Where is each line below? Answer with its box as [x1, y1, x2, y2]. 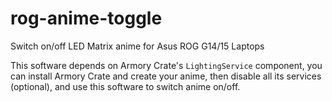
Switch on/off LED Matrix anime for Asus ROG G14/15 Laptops [10, 40, 265, 52]
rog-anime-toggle [10, 7, 163, 30]
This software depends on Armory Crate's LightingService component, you [10, 59, 323, 71]
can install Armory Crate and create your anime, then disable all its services [10, 70, 322, 82]
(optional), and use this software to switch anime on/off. [10, 80, 241, 92]
